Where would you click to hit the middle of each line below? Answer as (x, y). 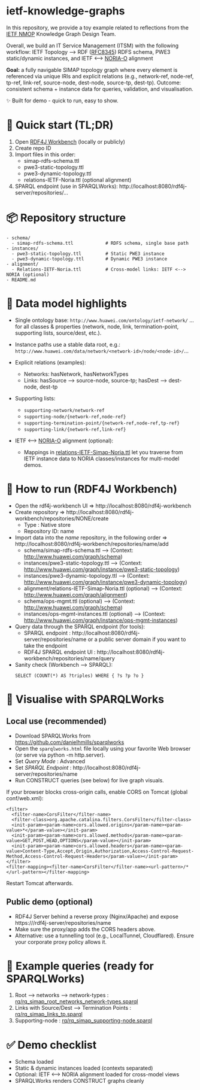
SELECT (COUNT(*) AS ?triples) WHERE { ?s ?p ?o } (79, 675)
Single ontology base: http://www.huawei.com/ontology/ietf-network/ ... (104, 320)
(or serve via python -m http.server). (60, 755)
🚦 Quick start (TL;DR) (60, 125)
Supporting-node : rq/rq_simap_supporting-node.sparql (84, 1021)
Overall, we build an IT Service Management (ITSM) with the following (93, 45)
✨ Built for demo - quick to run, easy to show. (62, 101)
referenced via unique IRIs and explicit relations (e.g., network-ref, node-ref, (100, 76)
